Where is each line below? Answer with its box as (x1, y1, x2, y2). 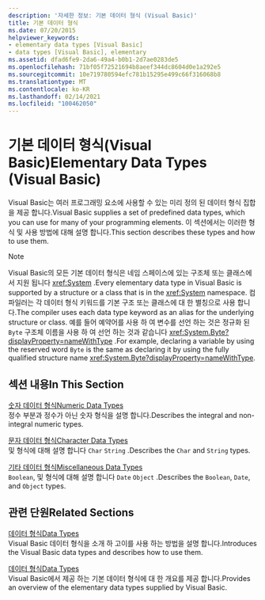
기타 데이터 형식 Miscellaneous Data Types (8, 462, 143, 472)
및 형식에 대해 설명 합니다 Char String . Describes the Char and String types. (8, 445, 251, 455)
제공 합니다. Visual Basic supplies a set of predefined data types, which (16, 207, 245, 218)
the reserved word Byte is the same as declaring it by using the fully (8, 345, 229, 355)
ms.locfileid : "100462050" (8, 100, 97, 108)
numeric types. (34, 419, 84, 428)
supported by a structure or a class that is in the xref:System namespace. (8, 288, 248, 298)
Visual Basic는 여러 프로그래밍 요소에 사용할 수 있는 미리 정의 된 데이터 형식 (8, 198, 241, 207)
